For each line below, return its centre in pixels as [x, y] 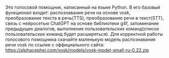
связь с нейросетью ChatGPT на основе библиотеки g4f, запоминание [82, 23]
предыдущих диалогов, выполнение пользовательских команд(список [82, 29]
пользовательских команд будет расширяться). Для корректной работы [84, 34]
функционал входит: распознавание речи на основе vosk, [68, 13]
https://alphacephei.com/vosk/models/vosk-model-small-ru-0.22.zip [77, 50]
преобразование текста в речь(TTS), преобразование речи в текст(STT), [84, 18]
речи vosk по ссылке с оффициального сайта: [55, 45]
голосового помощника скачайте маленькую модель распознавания [80, 39]
